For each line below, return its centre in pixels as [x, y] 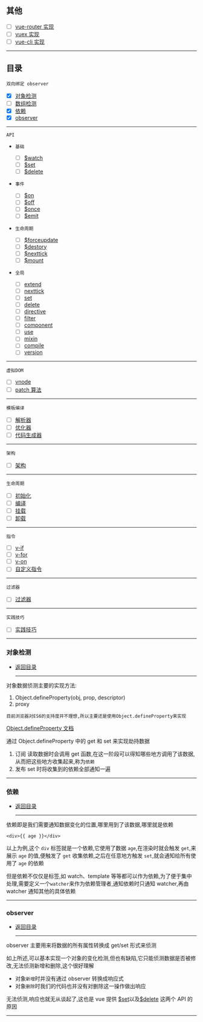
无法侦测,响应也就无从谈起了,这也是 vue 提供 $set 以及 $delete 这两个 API [96, 999]
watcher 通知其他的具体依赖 [41, 891]
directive [35, 311]
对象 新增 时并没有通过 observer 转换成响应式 [69, 978]
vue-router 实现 [34, 27]
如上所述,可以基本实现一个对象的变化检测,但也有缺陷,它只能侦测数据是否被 [99, 958]
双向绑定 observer [27, 84]
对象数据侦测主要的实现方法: [42, 685]
